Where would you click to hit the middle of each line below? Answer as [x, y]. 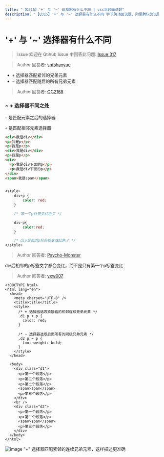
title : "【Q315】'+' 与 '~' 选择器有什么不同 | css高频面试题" [65, 10]
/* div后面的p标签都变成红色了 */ [45, 241]
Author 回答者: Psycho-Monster [49, 255]
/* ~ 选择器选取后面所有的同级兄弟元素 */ [56, 334]
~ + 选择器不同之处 [27, 106]
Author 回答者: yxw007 [40, 276]
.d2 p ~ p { [30, 339]
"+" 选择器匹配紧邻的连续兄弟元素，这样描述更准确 [75, 449]
